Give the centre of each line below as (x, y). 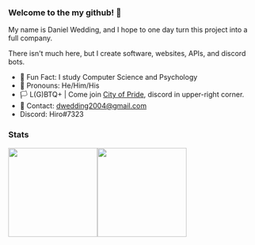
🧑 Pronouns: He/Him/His (59, 85)
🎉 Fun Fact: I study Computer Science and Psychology (108, 77)
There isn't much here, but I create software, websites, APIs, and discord (127, 54)
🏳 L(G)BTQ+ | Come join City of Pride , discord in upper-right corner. (132, 95)
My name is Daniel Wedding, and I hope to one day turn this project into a (128, 30)
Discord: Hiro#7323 (52, 115)
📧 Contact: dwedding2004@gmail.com (83, 106)
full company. (30, 38)
